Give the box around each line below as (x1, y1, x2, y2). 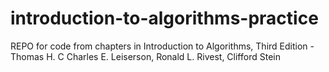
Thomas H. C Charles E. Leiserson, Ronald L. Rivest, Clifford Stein (10, 50, 281, 62)
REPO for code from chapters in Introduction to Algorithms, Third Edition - (10, 40, 315, 52)
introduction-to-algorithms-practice (10, 7, 319, 30)
